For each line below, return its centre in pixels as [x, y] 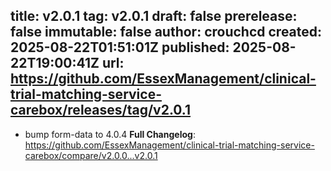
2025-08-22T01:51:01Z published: [120, 47]
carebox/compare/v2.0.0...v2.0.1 [91, 155]
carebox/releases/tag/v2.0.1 [101, 110]
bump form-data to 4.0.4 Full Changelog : [110, 134]
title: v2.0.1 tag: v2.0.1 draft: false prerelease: [154, 16]
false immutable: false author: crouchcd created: [166, 32]
